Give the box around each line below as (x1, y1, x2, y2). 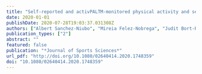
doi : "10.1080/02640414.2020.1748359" (6, 58, 103, 64)
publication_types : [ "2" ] (6, 31, 71, 37)
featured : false (6, 42, 47, 48)
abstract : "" (6, 36, 39, 42)
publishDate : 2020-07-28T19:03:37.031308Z (6, 20, 114, 26)
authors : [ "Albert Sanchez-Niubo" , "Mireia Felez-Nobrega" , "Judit (6, 25, 179, 32)
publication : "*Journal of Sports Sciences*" (6, 48, 122, 54)
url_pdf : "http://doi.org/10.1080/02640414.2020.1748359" (6, 53, 155, 59)
